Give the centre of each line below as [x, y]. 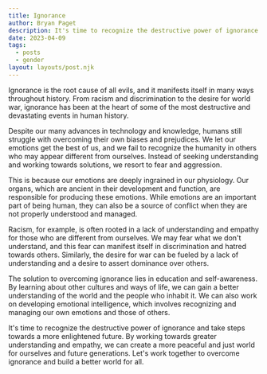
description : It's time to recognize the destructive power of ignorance [133, 30]
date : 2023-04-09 [37, 38]
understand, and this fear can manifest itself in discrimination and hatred [128, 246]
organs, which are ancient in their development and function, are [114, 189]
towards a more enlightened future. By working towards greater [112, 336]
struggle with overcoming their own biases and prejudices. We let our [122, 139]
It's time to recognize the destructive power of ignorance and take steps [127, 328]
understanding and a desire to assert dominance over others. [109, 263]
